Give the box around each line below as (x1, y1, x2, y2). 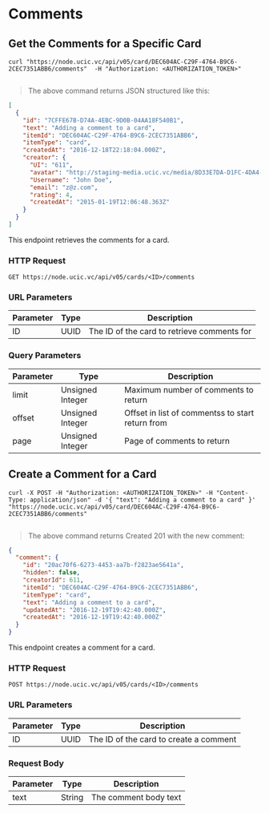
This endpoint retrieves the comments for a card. (8, 235, 170, 244)
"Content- (215, 489, 249, 497)
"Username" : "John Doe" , (29, 175, 113, 184)
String (60, 791, 84, 803)
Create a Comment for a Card (8, 468, 158, 481)
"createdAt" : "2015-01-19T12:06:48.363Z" (29, 198, 171, 207)
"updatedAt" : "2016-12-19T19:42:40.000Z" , (22, 606, 167, 614)
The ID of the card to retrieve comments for (88, 326, 252, 337)
